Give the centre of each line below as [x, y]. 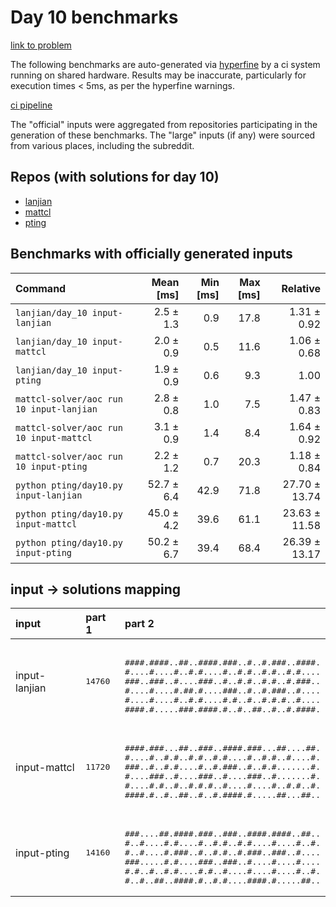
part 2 [139, 624]
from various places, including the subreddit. [102, 145]
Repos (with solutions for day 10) [115, 177]
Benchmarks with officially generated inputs [151, 254]
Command [41, 288]
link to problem [41, 45]
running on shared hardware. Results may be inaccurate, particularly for [158, 75]
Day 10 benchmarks [94, 17]
